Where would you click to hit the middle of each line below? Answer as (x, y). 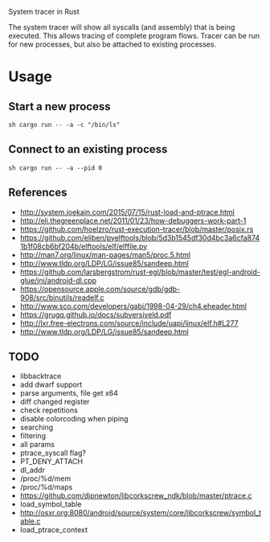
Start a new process (59, 107)
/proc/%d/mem (45, 478)
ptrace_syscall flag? (53, 453)
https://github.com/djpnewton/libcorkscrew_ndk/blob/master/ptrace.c (136, 496)
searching (37, 427)
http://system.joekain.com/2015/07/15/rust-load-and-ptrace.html (127, 211)
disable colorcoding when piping (74, 419)
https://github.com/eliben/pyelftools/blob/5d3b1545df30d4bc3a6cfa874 (140, 237)
